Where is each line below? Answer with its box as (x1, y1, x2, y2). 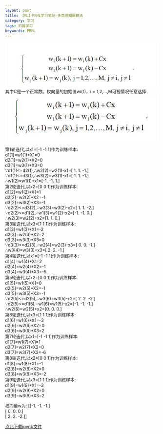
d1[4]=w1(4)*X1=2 (5, 258, 42, 264)
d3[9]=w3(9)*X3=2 (5, 393, 45, 398)
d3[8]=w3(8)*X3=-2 (5, 371, 46, 377)
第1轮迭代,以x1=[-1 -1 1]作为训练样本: (5, 146, 78, 152)
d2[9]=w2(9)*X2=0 (5, 387, 45, 393)
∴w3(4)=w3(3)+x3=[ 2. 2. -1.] (5, 247, 65, 253)
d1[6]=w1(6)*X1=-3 (5, 317, 44, 323)
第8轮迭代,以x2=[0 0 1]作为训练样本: (5, 355, 78, 361)
